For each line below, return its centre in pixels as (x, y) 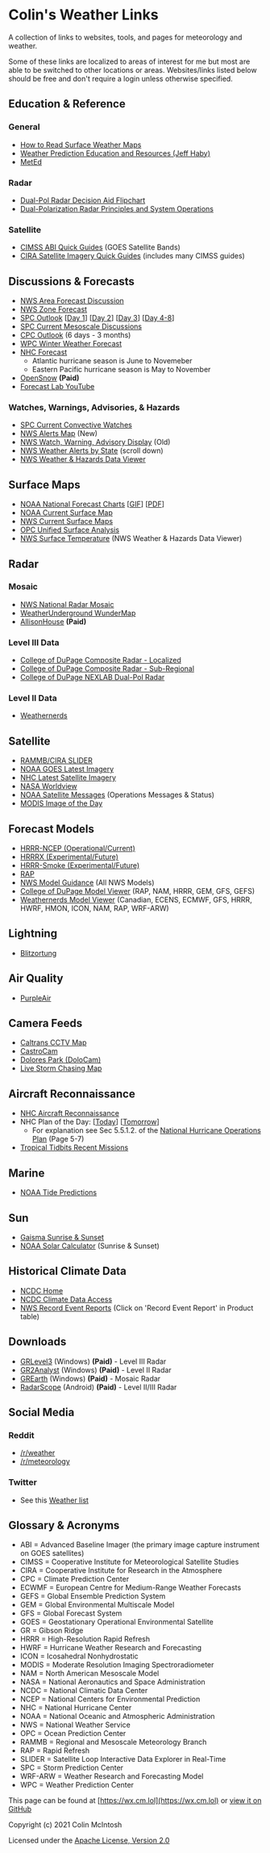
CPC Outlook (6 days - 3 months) (75, 335)
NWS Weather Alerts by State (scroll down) (91, 451)
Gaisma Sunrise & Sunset (62, 1237)
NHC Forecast (44, 352)
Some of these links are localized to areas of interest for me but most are (129, 61)
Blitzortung (38, 953)
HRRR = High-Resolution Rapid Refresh (85, 1639)
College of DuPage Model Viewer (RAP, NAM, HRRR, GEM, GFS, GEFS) (137, 891)
